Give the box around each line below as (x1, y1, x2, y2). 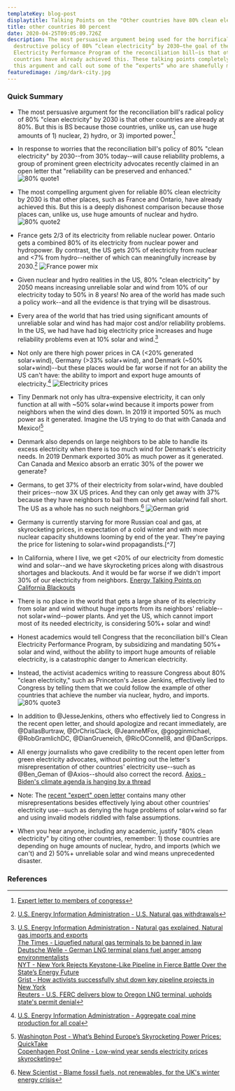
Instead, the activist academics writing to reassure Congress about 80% (17, 669, 226, 677)
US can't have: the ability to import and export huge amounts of (17, 371, 201, 379)
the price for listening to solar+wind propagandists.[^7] (17, 540, 176, 548)
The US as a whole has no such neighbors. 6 (17, 503, 145, 513)
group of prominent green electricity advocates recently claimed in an (17, 159, 219, 168)
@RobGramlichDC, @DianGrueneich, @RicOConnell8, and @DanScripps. (17, 734, 228, 742)
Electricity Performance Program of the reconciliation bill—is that (13, 50, 220, 57)
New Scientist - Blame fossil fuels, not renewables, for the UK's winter (17, 1068, 220, 1077)
